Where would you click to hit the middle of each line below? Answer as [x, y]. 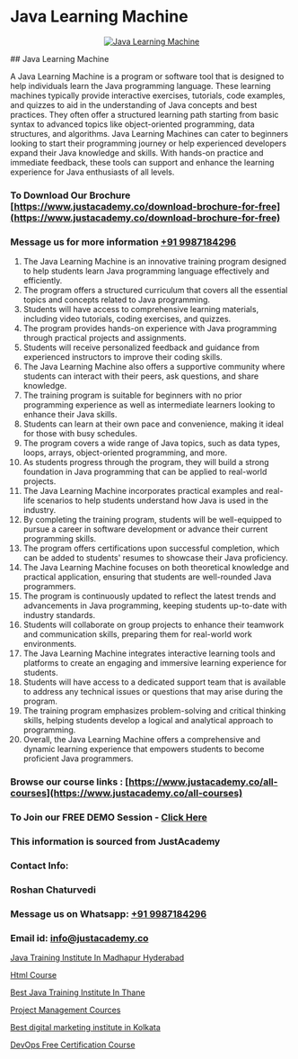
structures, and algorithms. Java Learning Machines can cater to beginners [149, 133]
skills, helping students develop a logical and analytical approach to [148, 721]
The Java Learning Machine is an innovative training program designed [154, 262]
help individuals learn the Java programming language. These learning [141, 85]
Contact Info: [39, 866]
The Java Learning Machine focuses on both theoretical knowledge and [156, 568]
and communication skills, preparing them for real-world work [137, 634]
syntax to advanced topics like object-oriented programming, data [132, 124]
